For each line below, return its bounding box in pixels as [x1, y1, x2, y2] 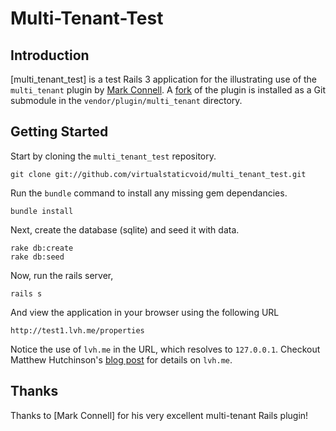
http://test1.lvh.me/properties [10, 325, 145, 336]
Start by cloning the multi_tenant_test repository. [10, 150, 217, 162]
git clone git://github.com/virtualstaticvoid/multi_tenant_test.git [10, 169, 307, 179]
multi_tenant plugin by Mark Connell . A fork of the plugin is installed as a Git [10, 84, 327, 96]
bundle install [10, 206, 74, 216]
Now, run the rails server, [10, 269, 114, 281]
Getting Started [10, 123, 109, 141]
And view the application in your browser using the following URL [10, 306, 280, 318]
